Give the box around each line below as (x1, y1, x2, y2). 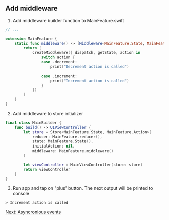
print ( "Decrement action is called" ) (50, 64, 129, 69)
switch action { (41, 55, 75, 60)
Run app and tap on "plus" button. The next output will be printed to (12, 185, 153, 191)
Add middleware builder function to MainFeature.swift (12, 17, 124, 23)
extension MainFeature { (5, 36, 57, 41)
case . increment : (41, 73, 78, 79)
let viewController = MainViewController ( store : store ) (23, 162, 143, 167)
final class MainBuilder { (5, 120, 62, 125)
